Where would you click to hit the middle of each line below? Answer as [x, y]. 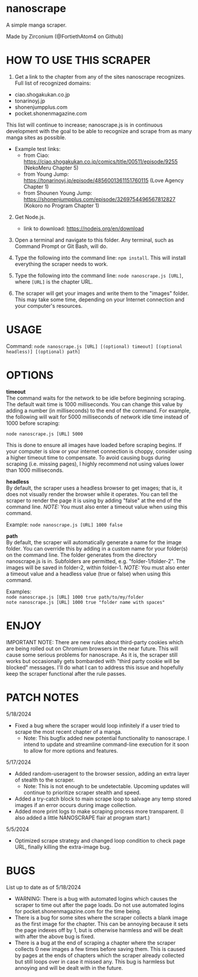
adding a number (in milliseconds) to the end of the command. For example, [98, 410]
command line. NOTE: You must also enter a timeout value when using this [97, 507]
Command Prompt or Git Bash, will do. [61, 246]
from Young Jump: [46, 174]
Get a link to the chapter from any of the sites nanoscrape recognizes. [100, 76]
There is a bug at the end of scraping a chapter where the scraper [95, 943]
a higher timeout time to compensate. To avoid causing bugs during [88, 457]
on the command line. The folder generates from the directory [82, 555]
